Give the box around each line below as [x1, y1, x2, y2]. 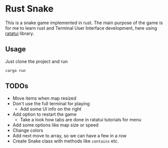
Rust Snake [5, 3, 54, 15]
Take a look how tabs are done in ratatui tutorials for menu [20, 116, 141, 122]
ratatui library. [5, 30, 34, 36]
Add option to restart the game [12, 111, 77, 117]
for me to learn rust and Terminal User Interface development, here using [5, 25, 157, 31]
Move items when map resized [12, 95, 77, 101]
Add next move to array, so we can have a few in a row [12, 132, 127, 138]
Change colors [12, 127, 43, 133]
